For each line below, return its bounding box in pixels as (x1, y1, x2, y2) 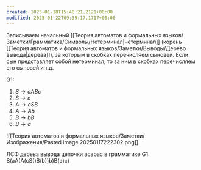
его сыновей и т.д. (6, 64, 54, 71)
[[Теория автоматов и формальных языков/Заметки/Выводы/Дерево (6, 44, 186, 52)
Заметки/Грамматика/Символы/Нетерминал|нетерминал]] (6, 38, 160, 45)
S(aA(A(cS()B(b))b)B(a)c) (6, 157, 70, 164)
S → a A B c (15, 87, 41, 95)
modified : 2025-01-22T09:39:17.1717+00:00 (6, 15, 116, 21)
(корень (161, 38, 182, 45)
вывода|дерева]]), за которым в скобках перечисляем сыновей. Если (6, 51, 189, 58)
